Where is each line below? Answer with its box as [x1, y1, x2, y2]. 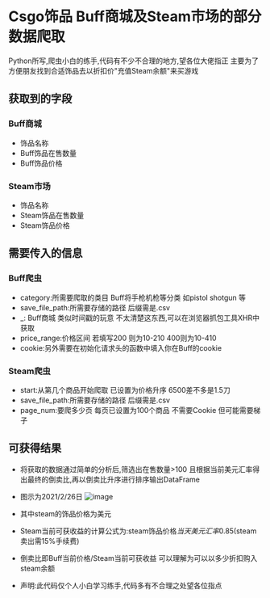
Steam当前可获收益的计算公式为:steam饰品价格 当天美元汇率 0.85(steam [19, 526, 257, 536]
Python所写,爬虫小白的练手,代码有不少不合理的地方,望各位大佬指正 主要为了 [8, 56, 260, 65]
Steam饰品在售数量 [19, 210, 85, 220]
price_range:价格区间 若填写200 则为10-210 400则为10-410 [19, 333, 217, 343]
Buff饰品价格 [19, 158, 63, 168]
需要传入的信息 [8, 246, 83, 260]
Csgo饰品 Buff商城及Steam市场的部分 [8, 7, 262, 26]
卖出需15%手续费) [19, 536, 80, 545]
